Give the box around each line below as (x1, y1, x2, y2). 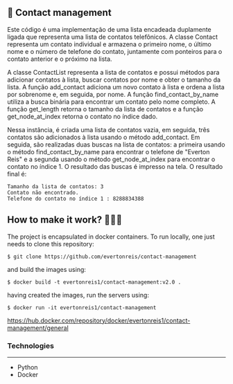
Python (17, 363, 38, 371)
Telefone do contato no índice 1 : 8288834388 (7, 195, 144, 202)
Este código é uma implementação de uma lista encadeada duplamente (7, 25, 212, 33)
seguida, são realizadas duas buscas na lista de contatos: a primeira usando (7, 140, 225, 149)
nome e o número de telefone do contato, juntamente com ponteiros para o (7, 47, 223, 55)
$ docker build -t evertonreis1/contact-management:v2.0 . (7, 278, 182, 286)
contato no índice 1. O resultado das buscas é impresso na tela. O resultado (7, 162, 223, 170)
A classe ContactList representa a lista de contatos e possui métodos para (7, 68, 220, 76)
